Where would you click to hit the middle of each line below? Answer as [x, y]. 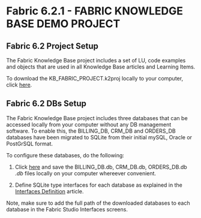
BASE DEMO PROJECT [63, 24]
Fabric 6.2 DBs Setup [46, 104]
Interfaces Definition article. [49, 191]
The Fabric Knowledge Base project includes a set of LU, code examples [96, 60]
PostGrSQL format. [29, 144]
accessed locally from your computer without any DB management [89, 124]
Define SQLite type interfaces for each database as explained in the [99, 185]
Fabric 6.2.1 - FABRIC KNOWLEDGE [95, 11]
